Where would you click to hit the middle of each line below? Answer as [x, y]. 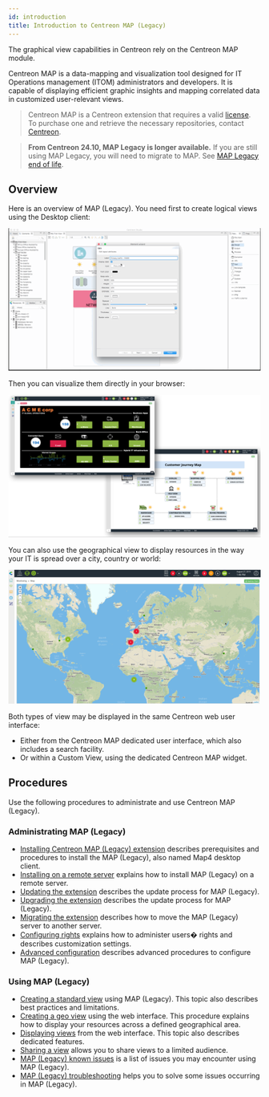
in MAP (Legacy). [48, 1084]
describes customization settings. [76, 944]
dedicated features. [52, 1042]
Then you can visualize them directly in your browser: [97, 384]
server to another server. [61, 926]
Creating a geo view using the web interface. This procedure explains [134, 1016]
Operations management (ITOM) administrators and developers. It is [121, 82]
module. [22, 58]
